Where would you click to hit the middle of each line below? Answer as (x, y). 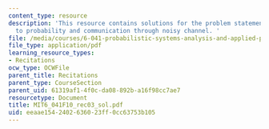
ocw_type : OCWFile (39, 68)
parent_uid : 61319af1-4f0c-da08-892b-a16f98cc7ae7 (94, 90)
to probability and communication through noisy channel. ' (118, 30)
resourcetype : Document (48, 98)
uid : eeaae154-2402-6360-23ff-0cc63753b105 (82, 113)
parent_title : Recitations (53, 75)
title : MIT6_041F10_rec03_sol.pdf (66, 105)
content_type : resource (48, 16)
